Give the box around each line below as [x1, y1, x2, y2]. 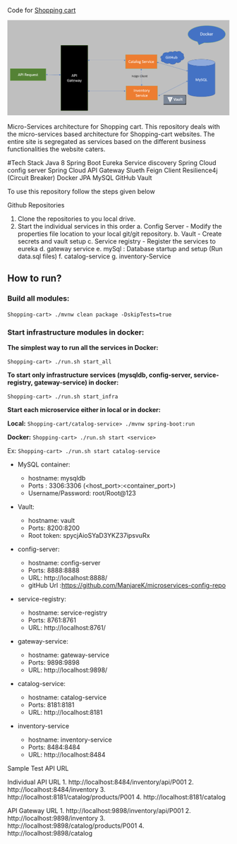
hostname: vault [28, 517, 75, 525]
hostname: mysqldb [28, 474, 86, 483]
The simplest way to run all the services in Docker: [7, 344, 159, 352]
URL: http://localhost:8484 [28, 751, 106, 759]
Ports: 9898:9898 [28, 658, 80, 667]
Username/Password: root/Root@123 [28, 489, 136, 498]
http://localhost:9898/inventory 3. [7, 814, 106, 823]
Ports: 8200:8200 [28, 524, 80, 532]
